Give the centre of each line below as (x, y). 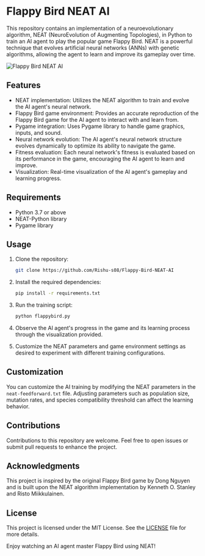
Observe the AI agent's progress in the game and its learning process (103, 328)
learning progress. (38, 178)
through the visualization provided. (59, 334)
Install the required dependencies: (58, 282)
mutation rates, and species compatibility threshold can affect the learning (100, 400)
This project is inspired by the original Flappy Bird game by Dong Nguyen (98, 481)
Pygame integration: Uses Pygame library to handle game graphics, (100, 126)
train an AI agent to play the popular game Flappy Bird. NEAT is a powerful (100, 41)
